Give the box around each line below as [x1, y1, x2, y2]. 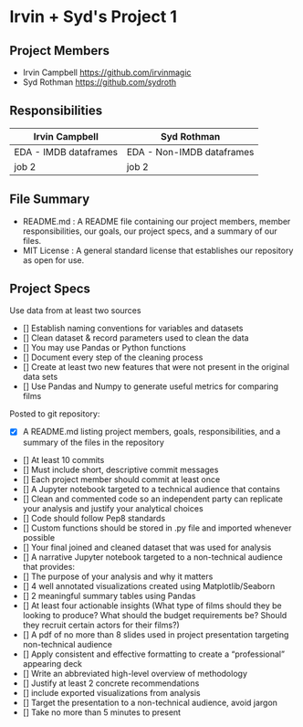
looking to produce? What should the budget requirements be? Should [22, 609, 287, 620]
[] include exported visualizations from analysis [22, 687, 201, 698]
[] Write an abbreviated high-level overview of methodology [22, 668, 248, 679]
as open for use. [22, 254, 85, 266]
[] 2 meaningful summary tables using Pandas [22, 590, 196, 601]
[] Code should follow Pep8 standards [22, 512, 166, 523]
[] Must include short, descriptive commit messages [22, 464, 219, 475]
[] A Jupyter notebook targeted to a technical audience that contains [22, 483, 281, 494]
